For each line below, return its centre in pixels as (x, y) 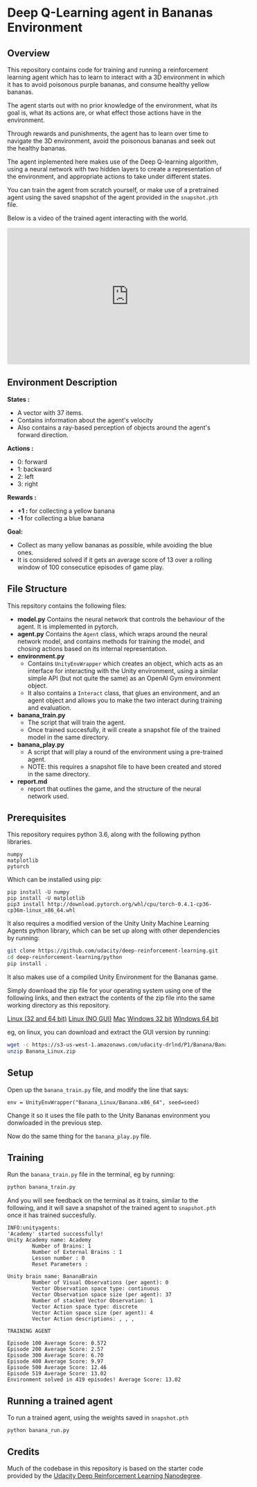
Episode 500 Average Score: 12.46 (57, 1368)
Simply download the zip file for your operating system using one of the (109, 991)
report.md (32, 781)
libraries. (20, 842)
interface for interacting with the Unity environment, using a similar (123, 670)
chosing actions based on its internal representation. (92, 648)
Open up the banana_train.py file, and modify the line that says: (98, 1089)
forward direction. (43, 434)
